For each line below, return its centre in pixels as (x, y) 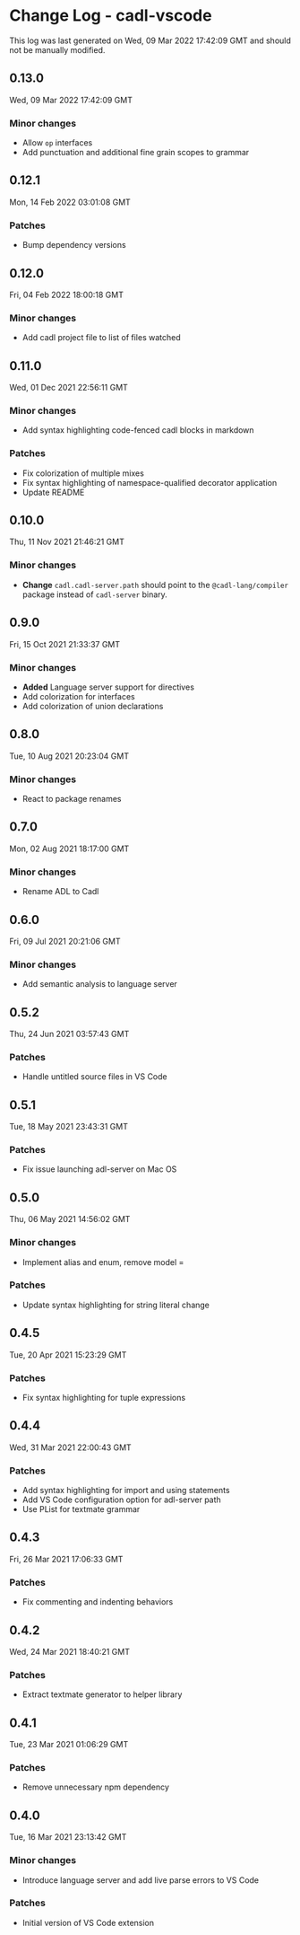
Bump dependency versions (74, 245)
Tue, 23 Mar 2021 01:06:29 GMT (69, 1745)
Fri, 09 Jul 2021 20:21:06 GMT (65, 941)
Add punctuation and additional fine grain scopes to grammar (136, 153)
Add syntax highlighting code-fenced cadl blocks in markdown (138, 430)
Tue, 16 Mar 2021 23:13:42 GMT (68, 1837)
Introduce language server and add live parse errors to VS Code (141, 1880)
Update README (53, 492)
